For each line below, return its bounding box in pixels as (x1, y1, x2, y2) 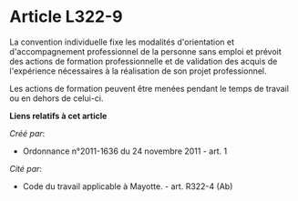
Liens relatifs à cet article (9, 110, 108, 121)
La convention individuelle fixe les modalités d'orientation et (9, 36, 235, 47)
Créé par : (9, 127, 46, 138)
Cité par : (9, 163, 43, 174)
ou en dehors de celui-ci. (9, 93, 104, 104)
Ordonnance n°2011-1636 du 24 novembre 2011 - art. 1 (22, 146, 228, 156)
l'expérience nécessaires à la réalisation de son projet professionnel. (9, 65, 267, 76)
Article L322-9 (9, 6, 123, 27)
